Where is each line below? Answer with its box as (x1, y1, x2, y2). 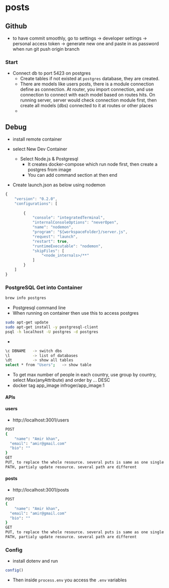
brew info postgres (5, 296, 47, 301)
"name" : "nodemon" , (32, 225, 73, 230)
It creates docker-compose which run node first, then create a (27, 161, 158, 168)
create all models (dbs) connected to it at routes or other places (20, 103, 153, 109)
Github (5, 22, 27, 30)
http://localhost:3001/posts (12, 487, 69, 493)
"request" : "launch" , (32, 234, 78, 239)
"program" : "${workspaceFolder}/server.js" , (32, 230, 128, 235)
